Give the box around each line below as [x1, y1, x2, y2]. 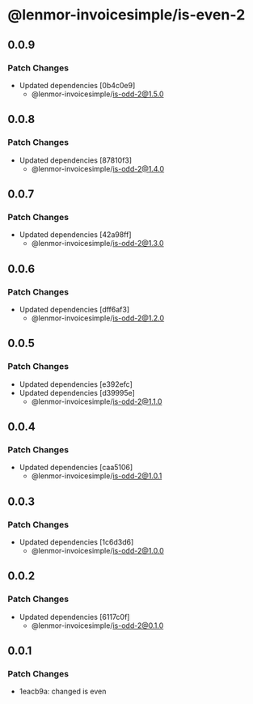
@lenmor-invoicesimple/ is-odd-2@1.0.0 [31, 546, 165, 555]
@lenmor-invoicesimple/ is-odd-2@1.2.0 [31, 313, 165, 323]
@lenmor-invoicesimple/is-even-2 [7, 6, 246, 24]
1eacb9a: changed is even [19, 686, 107, 697]
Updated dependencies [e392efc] [19, 379, 133, 389]
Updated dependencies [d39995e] [19, 388, 135, 397]
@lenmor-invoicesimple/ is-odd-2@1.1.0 [31, 397, 162, 406]
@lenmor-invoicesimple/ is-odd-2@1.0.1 [31, 471, 162, 481]
